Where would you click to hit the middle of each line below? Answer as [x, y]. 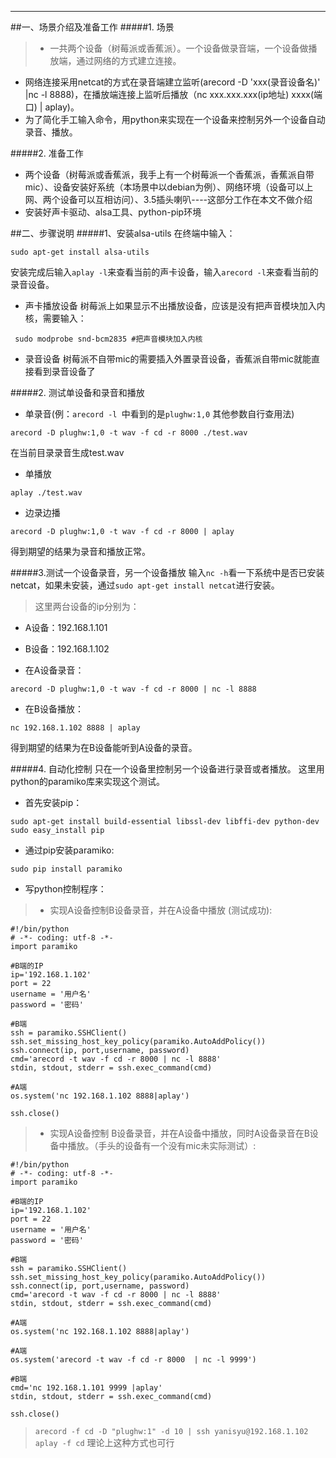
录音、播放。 [51, 132]
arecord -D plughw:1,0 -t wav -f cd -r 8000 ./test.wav [129, 433]
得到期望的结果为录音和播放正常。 [80, 551]
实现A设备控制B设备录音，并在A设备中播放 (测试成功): [161, 910]
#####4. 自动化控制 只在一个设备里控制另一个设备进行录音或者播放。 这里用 [167, 769]
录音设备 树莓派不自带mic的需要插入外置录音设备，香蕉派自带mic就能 [168, 359]
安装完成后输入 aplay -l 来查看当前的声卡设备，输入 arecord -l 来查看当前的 [164, 272]
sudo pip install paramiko [66, 869]
